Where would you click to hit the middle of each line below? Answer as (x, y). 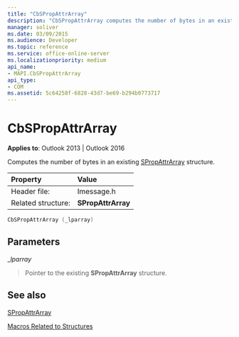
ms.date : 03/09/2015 (38, 34)
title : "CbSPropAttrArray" (47, 14)
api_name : (22, 67)
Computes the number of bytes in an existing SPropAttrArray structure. (111, 162)
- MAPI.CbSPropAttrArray (44, 73)
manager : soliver (33, 27)
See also (27, 295)
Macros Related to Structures (50, 326)
